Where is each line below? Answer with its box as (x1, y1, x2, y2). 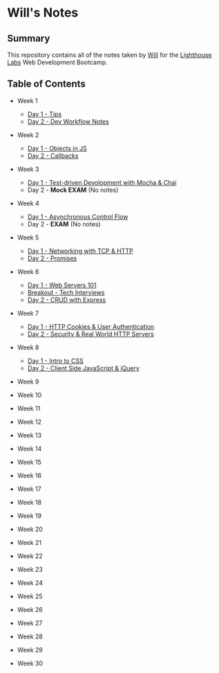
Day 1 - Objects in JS (27, 144, 88, 152)
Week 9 (17, 377, 39, 386)
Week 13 (17, 431, 42, 439)
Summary (7, 33, 50, 44)
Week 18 (17, 498, 42, 506)
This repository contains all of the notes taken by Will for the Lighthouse (7, 51, 212, 59)
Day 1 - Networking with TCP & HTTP (27, 246, 133, 255)
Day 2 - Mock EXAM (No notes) (27, 186, 119, 194)
